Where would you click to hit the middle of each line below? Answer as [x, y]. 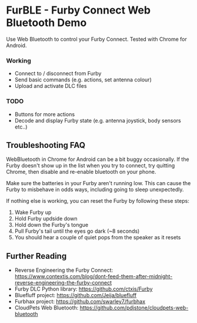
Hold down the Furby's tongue [51, 225]
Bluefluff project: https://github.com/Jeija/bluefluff [76, 295]
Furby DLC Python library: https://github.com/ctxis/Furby [84, 289]
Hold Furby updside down [46, 219]
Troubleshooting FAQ [46, 145]
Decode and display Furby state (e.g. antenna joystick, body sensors [98, 120]
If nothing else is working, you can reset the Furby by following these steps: [98, 201]
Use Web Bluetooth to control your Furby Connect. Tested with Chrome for [96, 39]
